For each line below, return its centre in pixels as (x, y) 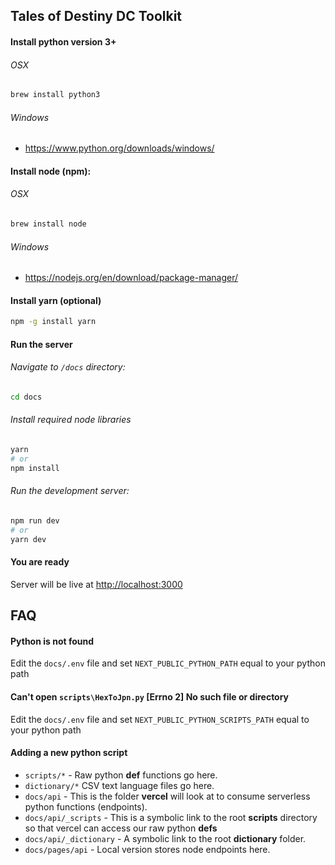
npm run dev (35, 520)
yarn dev (28, 539)
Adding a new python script (69, 753)
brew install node (48, 224)
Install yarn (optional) (56, 300)
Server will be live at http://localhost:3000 (96, 584)
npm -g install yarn (53, 322)
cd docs (26, 397)
